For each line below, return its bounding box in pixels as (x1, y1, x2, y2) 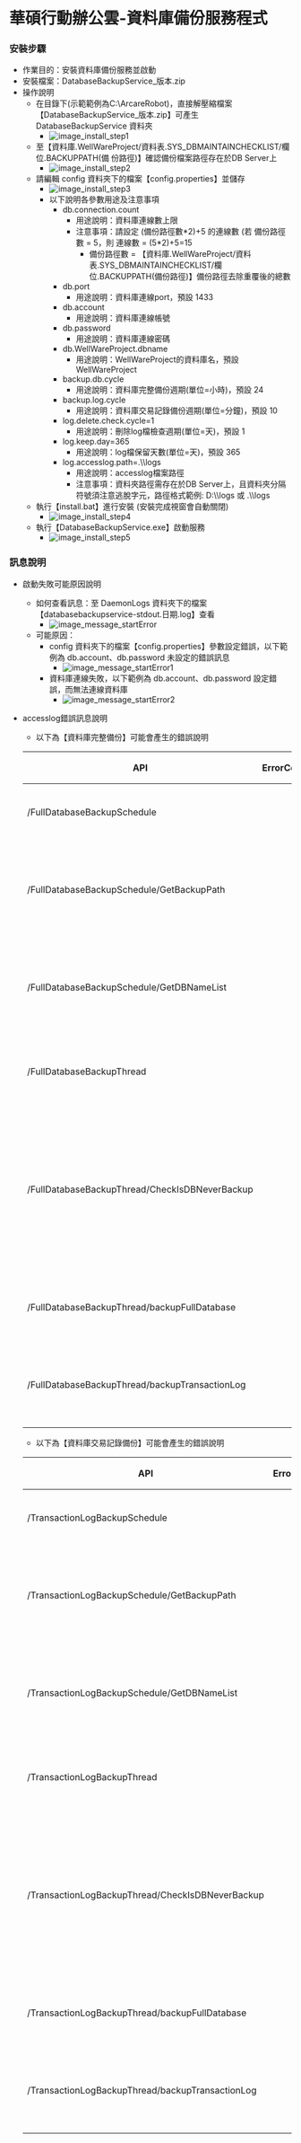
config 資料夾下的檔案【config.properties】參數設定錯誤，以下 (48, 640, 280, 651)
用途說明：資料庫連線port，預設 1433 (75, 292, 213, 303)
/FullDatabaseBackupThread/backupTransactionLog (26, 1378, 246, 1390)
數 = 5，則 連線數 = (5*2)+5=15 (75, 237, 193, 248)
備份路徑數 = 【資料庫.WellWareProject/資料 (89, 249, 252, 260)
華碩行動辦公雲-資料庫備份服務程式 (9, 8, 269, 29)
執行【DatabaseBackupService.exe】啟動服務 (35, 522, 206, 533)
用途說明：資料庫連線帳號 (75, 313, 170, 323)
